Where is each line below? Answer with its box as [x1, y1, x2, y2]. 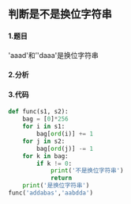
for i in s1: [22, 122, 65, 131]
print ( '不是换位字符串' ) [50, 167, 124, 175]
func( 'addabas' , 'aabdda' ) [8, 189, 93, 197]
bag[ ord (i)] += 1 [36, 130, 93, 138]
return [50, 174, 73, 183]
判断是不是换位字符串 [8, 7, 112, 21]
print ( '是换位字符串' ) [22, 182, 90, 190]
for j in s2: [22, 137, 65, 145]
